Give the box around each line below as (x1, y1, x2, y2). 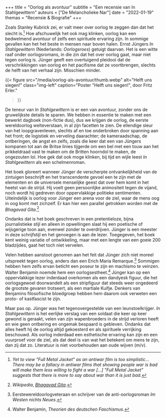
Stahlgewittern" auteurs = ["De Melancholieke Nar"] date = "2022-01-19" (5, 9, 154, 15)
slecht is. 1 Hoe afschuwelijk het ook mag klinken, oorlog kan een (5, 30, 136, 36)
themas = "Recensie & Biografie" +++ (5, 15, 82, 20)
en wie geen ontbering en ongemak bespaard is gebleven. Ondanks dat (5, 321, 151, 327)
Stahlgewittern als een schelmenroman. (5, 159, 86, 165)
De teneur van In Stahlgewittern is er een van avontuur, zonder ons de (5, 106, 148, 112)
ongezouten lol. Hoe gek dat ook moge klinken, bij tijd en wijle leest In (5, 154, 147, 160)
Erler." (5, 87, 18, 93)
